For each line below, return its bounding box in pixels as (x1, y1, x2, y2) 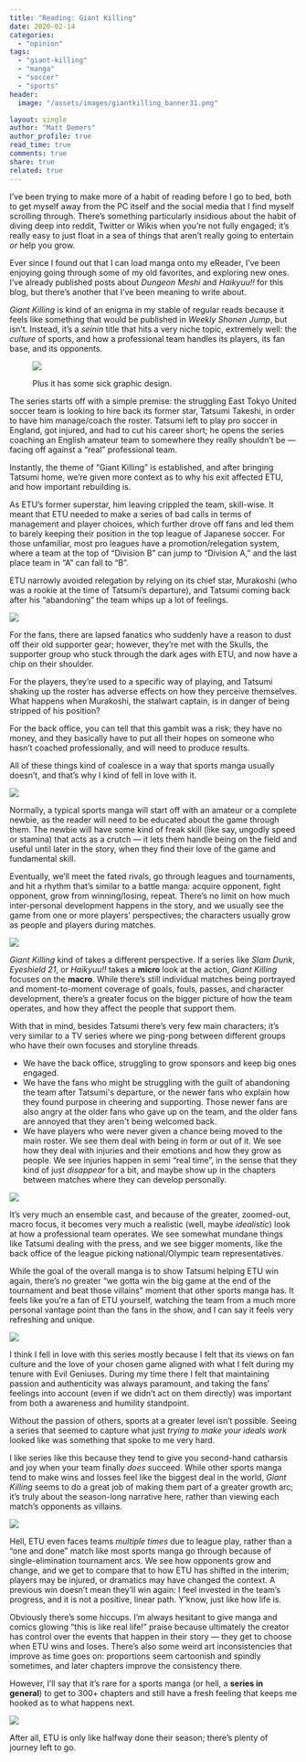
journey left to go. (9, 1742, 77, 1753)
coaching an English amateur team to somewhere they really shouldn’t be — (9, 434, 296, 445)
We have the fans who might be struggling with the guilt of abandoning (22, 1077, 290, 1088)
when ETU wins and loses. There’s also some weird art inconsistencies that (9, 1640, 292, 1651)
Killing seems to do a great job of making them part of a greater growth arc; (9, 1481, 294, 1492)
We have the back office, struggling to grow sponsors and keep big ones (22, 1057, 297, 1068)
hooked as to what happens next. (9, 1697, 135, 1708)
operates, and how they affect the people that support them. (9, 1003, 237, 1014)
